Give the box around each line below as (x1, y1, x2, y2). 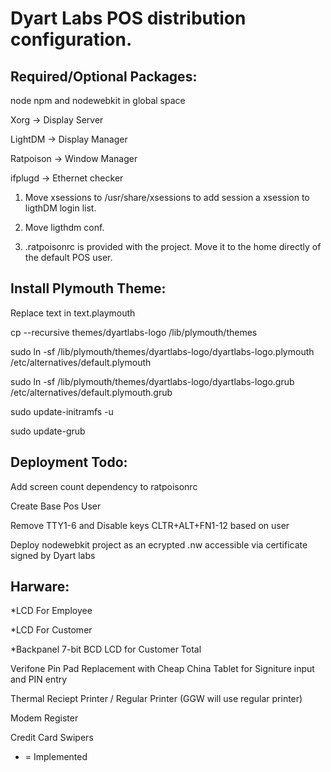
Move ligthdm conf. (24, 222, 105, 233)
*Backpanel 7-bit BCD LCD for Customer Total (10, 643, 202, 656)
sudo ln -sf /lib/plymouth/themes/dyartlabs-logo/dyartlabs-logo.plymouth (10, 345, 315, 357)
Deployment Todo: (10, 454, 128, 471)
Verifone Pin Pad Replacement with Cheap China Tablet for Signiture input (10, 663, 315, 675)
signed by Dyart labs (10, 549, 96, 561)
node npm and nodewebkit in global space (10, 95, 186, 106)
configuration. (10, 28, 133, 51)
